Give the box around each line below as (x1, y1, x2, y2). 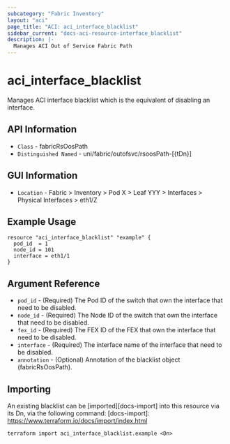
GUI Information (7, 170, 78, 182)
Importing (7, 383, 51, 395)
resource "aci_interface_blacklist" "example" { (7, 235, 151, 242)
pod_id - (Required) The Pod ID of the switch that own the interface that (17, 296, 223, 304)
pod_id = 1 (13, 240, 49, 248)
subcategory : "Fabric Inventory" (7, 10, 105, 17)
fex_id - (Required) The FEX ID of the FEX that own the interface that (17, 326, 216, 334)
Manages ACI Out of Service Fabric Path (13, 43, 132, 50)
